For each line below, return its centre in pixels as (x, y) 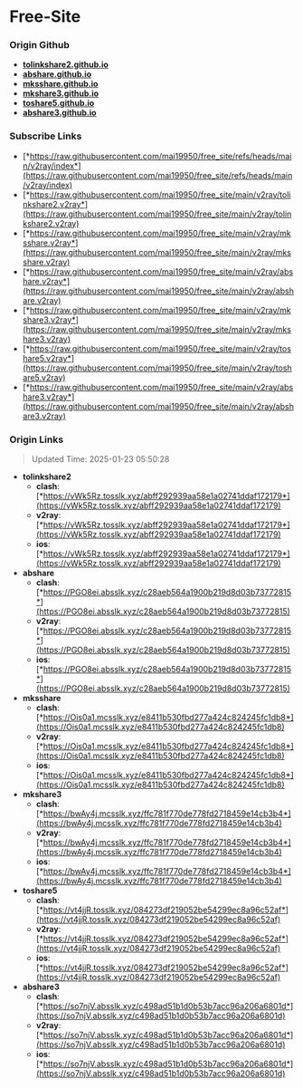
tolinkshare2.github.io (65, 64)
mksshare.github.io (60, 84)
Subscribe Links (46, 136)
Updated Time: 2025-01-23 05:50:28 (100, 459)
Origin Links (37, 439)
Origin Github (40, 45)
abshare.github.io (57, 74)
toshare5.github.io (58, 103)
